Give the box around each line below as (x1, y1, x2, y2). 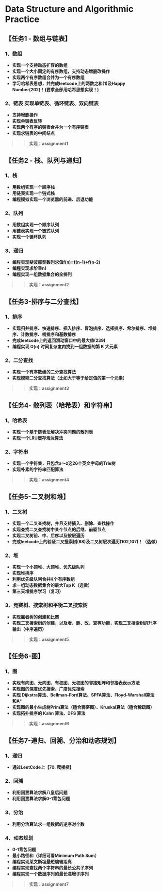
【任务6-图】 (5, 652, 45, 660)
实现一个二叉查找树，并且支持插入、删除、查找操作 (12, 520, 114, 526)
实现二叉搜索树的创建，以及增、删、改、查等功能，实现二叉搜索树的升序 (12, 620, 157, 626)
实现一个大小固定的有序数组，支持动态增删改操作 (12, 68, 110, 74)
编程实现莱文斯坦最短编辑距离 (12, 858, 72, 864)
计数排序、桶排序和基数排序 (20, 332, 76, 337)
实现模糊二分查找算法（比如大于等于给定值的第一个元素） (12, 375, 127, 381)
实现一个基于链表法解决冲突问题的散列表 (12, 429, 93, 435)
